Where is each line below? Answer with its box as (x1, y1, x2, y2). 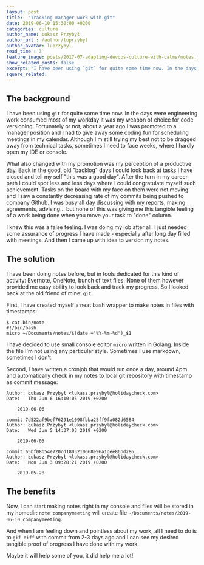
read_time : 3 (6, 49, 42, 55)
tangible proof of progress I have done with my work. (6, 540, 140, 547)
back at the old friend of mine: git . (6, 289, 93, 296)
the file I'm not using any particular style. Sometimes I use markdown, (6, 347, 181, 354)
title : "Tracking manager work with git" (6, 15, 115, 21)
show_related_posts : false (6, 60, 75, 66)
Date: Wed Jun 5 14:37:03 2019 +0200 (6, 427, 107, 433)
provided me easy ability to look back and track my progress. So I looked (6, 283, 189, 290)
